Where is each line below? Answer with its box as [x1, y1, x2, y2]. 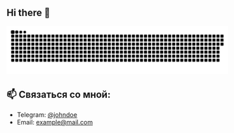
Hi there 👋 [6, 7, 51, 19]
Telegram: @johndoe [16, 111, 78, 119]
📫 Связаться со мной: [6, 88, 111, 100]
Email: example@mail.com [16, 118, 93, 127]
